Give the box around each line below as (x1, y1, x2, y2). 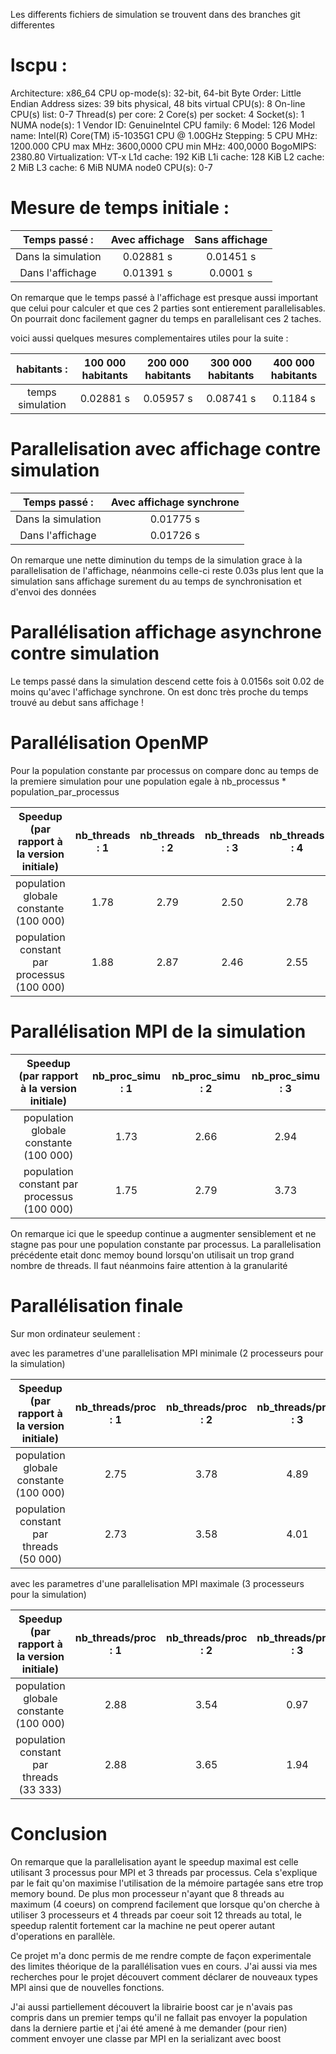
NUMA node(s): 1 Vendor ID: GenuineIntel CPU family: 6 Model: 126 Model (10, 119, 316, 131)
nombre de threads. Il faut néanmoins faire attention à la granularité (10, 1259, 288, 1271)
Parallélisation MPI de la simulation (10, 1020, 307, 1043)
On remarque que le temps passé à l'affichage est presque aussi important (10, 291, 319, 303)
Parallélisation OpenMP (10, 731, 209, 754)
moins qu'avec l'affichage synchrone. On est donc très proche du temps (10, 685, 309, 698)
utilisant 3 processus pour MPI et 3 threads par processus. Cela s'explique (10, 1866, 318, 1878)
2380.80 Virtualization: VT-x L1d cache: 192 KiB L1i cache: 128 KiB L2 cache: (10, 150, 325, 163)
